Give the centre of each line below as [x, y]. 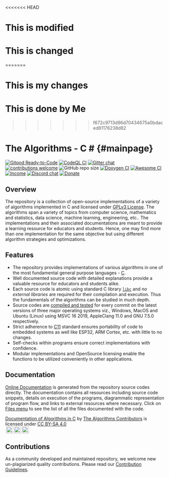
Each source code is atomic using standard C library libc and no [80, 289]
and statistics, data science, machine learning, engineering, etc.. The [77, 218]
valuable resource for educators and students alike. [66, 283]
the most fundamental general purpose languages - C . [69, 273]
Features [19, 255]
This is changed [39, 51]
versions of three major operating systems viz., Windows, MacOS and [85, 310]
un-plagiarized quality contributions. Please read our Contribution [74, 464]
